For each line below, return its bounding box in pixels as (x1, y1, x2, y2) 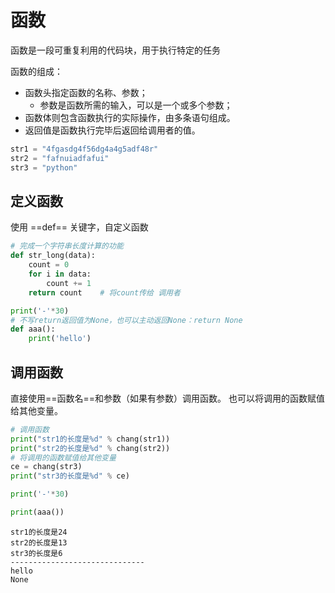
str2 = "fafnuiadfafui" (10, 153, 110, 163)
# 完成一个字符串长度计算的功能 (10, 241, 124, 251)
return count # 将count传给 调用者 (28, 287, 181, 298)
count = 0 (28, 260, 70, 270)
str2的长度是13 (10, 537, 68, 548)
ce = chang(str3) (10, 462, 83, 472)
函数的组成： (10, 65, 63, 77)
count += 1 (46, 278, 92, 288)
